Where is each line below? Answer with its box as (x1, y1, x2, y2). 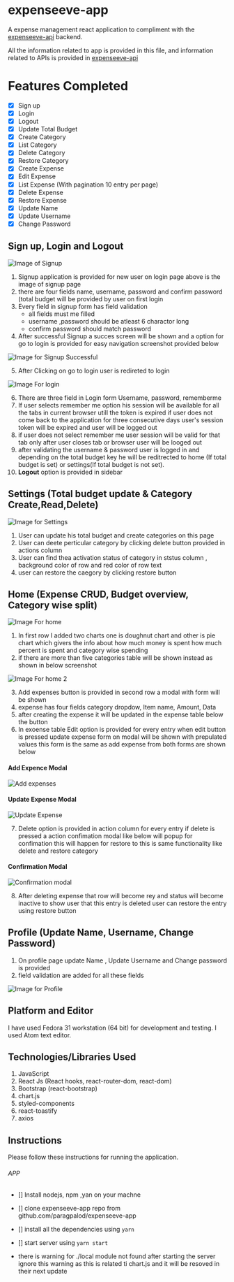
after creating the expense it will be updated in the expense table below (17, 710, 224, 719)
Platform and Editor (8, 1005, 94, 1017)
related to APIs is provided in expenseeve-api (8, 53, 139, 62)
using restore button (17, 906, 77, 914)
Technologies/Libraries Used (8, 1051, 136, 1063)
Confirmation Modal (8, 863, 68, 871)
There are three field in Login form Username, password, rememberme (17, 394, 222, 402)
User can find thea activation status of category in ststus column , (17, 553, 208, 561)
